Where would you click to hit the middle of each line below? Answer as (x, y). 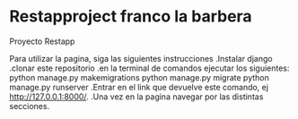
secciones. (30, 106)
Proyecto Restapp (42, 41)
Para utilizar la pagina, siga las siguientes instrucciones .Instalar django (141, 58)
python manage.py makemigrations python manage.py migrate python (139, 77)
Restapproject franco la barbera (131, 17)
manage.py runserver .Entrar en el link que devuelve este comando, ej (139, 87)
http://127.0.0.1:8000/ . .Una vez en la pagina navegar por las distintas (136, 97)
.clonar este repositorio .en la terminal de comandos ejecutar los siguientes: (149, 68)
